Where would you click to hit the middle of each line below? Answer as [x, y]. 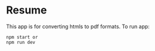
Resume [27, 10]
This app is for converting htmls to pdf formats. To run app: [78, 26]
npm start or [22, 37]
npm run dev [21, 42]
